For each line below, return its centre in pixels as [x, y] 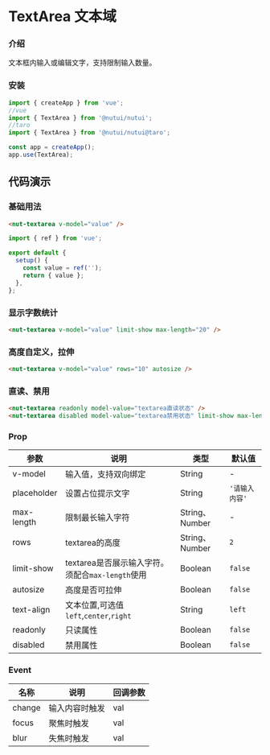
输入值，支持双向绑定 [106, 474]
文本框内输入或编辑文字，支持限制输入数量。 [82, 63]
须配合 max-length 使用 [106, 575]
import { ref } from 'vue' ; [55, 238]
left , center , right [98, 616]
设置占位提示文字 [98, 493]
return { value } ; [53, 275]
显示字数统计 [33, 312]
